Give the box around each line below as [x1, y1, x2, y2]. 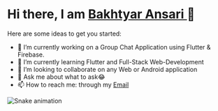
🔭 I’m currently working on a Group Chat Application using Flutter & [17, 43, 211, 51]
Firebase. [17, 50, 45, 59]
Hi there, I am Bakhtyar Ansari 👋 [7, 6, 196, 22]
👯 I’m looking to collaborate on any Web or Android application [17, 65, 198, 73]
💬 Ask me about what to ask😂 [17, 73, 106, 81]
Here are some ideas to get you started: [7, 29, 122, 38]
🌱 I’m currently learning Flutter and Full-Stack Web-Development [17, 57, 204, 66]
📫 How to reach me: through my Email [17, 80, 129, 89]
